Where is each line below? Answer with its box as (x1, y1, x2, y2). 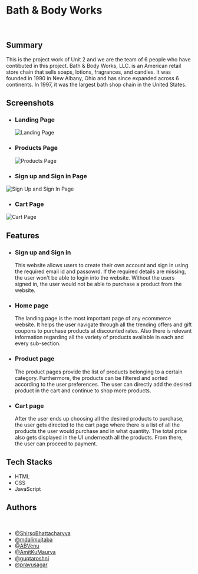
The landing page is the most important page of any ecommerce (14, 315, 171, 322)
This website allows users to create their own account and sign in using (14, 262, 189, 269)
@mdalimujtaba (14, 536, 53, 543)
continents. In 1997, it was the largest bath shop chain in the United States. (6, 81, 187, 88)
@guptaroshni (14, 555, 49, 562)
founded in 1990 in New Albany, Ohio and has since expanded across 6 (6, 74, 179, 81)
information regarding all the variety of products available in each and (14, 334, 184, 341)
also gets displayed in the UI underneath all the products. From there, (14, 434, 183, 441)
